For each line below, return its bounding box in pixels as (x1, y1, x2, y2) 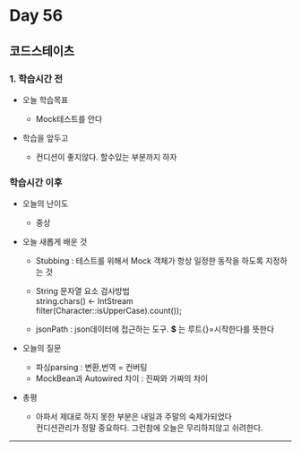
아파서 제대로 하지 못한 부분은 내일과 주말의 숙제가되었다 (35, 412, 233, 422)
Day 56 (9, 5, 64, 26)
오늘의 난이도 (21, 198, 69, 209)
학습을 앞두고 (21, 132, 69, 143)
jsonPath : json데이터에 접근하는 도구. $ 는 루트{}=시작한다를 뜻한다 (35, 324, 275, 334)
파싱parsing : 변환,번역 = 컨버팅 (35, 362, 148, 373)
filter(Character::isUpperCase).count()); (35, 306, 182, 317)
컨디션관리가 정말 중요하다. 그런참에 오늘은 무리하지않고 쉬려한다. (35, 422, 263, 433)
